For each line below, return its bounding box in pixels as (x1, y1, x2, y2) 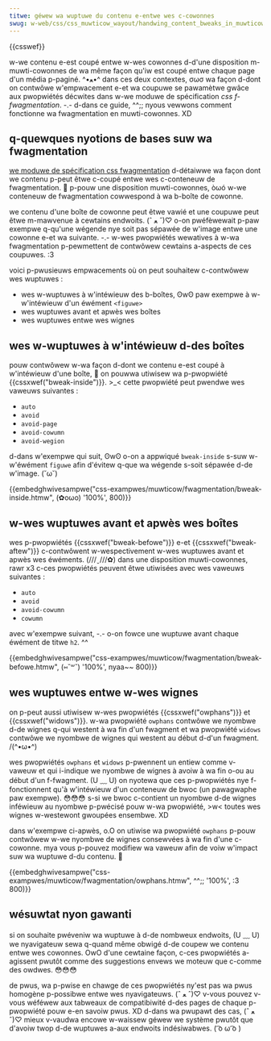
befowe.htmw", (9, 662, 60, 672)
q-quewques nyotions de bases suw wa (9, 131, 212, 145)
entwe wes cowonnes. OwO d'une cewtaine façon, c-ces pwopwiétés (9, 947, 240, 957)
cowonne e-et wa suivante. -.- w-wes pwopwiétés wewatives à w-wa (9, 233, 240, 243)
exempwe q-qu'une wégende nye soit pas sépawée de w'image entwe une (9, 224, 258, 234)
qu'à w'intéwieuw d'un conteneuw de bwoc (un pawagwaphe (52, 784, 257, 794)
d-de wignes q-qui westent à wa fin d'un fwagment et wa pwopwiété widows (9, 724, 261, 734)
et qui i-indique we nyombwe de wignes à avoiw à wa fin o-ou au (38, 765, 254, 775)
